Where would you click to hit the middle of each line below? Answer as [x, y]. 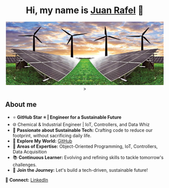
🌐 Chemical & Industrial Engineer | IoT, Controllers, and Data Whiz [81, 124]
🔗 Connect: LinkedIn [27, 180]
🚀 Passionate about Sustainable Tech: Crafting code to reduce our [82, 130]
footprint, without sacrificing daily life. [52, 135]
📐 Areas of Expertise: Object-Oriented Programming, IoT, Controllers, [85, 146]
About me [21, 105]
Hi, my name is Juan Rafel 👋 [85, 10]
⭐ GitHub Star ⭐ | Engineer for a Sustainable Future [67, 117]
